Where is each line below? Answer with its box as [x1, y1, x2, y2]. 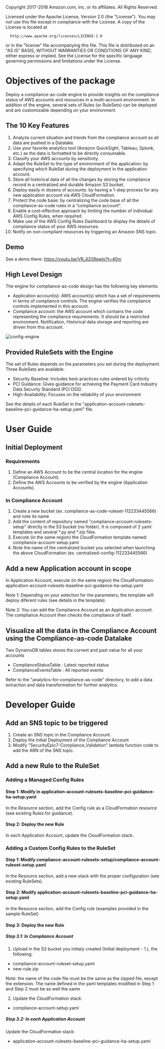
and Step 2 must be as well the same [5, 985, 81, 991]
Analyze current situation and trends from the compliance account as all [12, 134, 159, 140]
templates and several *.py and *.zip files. [12, 529, 96, 535]
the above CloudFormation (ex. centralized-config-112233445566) [12, 550, 148, 556]
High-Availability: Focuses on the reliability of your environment [12, 391, 141, 398]
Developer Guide [5, 699, 76, 710]
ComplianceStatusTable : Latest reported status [12, 662, 110, 668]
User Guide [5, 423, 53, 435]
